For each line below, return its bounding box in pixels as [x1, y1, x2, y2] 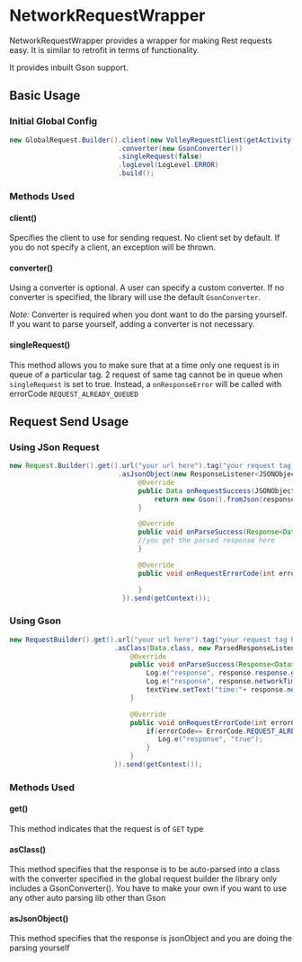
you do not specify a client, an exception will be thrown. [9, 242, 216, 252]
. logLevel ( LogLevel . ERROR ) [118, 161, 219, 170]
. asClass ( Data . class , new [113, 643, 211, 652]
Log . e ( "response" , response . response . [146, 668, 292, 678]
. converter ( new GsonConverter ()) [118, 144, 244, 153]
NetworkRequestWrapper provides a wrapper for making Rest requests [9, 35, 272, 46]
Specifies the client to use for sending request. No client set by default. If [9, 233, 280, 243]
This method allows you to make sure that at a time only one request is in [9, 359, 280, 370]
